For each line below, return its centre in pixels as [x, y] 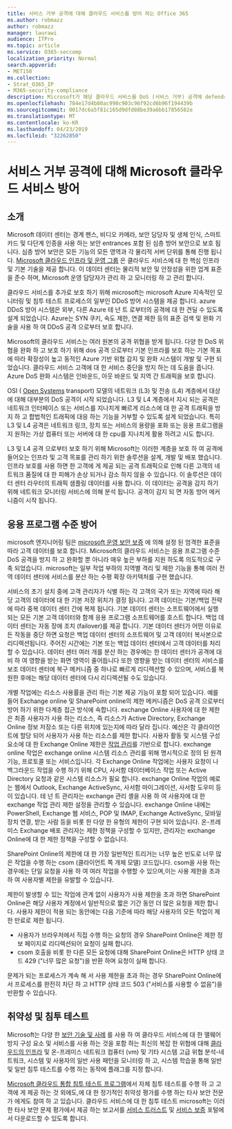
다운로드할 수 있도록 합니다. [51, 1118]
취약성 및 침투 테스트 [48, 1017]
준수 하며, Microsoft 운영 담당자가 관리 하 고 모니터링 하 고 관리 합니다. [109, 278]
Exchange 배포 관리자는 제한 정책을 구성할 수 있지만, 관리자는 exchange [117, 831]
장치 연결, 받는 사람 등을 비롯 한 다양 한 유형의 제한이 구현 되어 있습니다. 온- [108, 822]
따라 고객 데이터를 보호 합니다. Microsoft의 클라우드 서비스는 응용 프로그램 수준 [114, 551]
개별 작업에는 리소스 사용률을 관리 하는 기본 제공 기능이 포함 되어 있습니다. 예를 [113, 693]
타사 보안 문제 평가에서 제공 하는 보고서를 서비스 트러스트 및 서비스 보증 [110, 1110]
